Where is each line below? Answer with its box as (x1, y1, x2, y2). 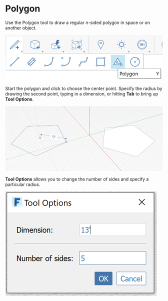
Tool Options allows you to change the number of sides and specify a (5, 176, 149, 182)
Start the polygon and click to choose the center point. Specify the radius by (5, 85, 162, 91)
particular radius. (5, 181, 40, 187)
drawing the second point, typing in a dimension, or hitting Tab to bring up (5, 91, 158, 97)
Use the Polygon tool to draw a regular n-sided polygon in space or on (5, 19, 150, 25)
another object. (5, 24, 36, 30)
